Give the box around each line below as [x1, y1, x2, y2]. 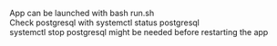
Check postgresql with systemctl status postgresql [9, 17, 200, 28]
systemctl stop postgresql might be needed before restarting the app [9, 27, 269, 37]
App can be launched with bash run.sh [9, 8, 155, 18]
